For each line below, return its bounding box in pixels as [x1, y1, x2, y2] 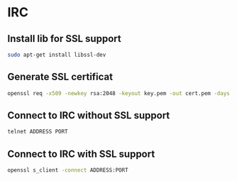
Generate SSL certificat [7, 71, 114, 83]
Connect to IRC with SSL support [7, 148, 155, 160]
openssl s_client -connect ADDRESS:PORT [7, 167, 129, 174]
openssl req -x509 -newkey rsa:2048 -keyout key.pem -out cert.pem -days [7, 89, 231, 97]
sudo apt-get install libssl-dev [7, 51, 106, 58]
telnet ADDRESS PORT [7, 128, 69, 136]
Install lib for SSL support [7, 33, 122, 45]
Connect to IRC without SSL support [7, 109, 170, 121]
